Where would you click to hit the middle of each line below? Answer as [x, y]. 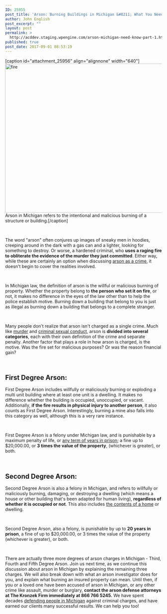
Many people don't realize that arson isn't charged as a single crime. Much [82, 326]
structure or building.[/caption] [37, 220]
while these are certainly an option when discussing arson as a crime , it [78, 261]
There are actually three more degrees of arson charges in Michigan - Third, [83, 559]
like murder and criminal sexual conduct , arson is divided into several [77, 331]
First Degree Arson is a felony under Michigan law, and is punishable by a [80, 435]
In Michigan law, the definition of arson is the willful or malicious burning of [82, 285]
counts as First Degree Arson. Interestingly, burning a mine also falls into [80, 411]
